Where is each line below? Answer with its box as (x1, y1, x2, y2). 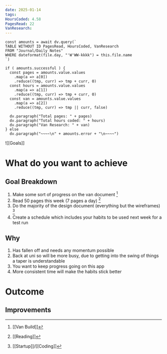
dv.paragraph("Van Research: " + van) (9, 123, 90, 128)
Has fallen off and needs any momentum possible (12, 247, 114, 253)
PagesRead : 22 (5, 21, 35, 26)
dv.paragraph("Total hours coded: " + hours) (9, 118, 106, 123)
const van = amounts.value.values (9, 96, 81, 101)
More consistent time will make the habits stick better (12, 268, 122, 275)
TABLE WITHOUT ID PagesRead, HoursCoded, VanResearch (5, 44, 119, 49)
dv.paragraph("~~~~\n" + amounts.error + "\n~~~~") (9, 131, 119, 136)
